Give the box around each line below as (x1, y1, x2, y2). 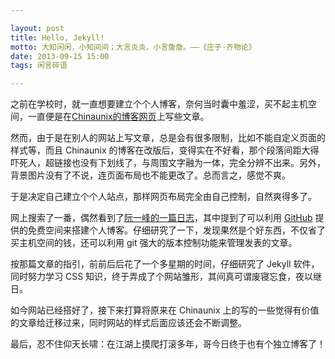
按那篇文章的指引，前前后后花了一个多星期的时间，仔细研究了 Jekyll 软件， (10, 258, 320, 270)
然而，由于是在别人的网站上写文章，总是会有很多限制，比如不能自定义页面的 (10, 132, 326, 144)
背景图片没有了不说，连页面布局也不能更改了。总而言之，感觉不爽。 (10, 169, 291, 181)
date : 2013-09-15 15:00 (10, 51, 110, 61)
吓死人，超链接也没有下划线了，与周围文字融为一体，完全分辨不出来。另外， (10, 157, 326, 169)
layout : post (10, 23, 65, 33)
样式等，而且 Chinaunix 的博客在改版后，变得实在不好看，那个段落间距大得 (10, 144, 320, 156)
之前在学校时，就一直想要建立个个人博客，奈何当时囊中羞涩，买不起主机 (10, 98, 308, 110)
